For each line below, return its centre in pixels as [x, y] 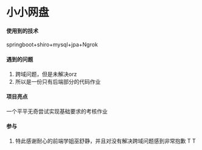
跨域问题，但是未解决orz [46, 74]
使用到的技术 [22, 30]
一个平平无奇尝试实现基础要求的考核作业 [57, 111]
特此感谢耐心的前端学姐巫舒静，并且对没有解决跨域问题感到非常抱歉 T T [105, 141]
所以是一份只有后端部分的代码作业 [58, 81]
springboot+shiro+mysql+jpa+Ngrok [52, 45]
